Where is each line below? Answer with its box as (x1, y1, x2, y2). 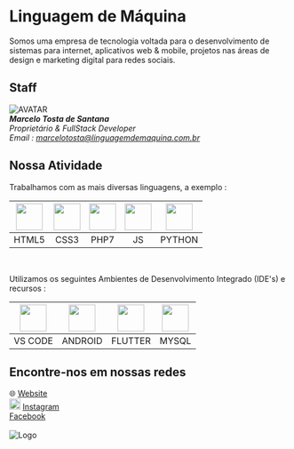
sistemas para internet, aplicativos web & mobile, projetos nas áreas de (9, 44, 270, 55)
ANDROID (61, 334, 103, 347)
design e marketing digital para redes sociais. (9, 54, 176, 65)
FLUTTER (110, 334, 151, 347)
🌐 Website (9, 389, 48, 399)
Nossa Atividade (9, 158, 103, 173)
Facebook (9, 411, 46, 421)
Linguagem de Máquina (9, 6, 187, 27)
